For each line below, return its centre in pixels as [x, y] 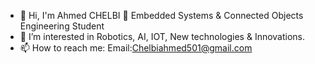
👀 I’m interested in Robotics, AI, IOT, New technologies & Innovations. [162, 36]
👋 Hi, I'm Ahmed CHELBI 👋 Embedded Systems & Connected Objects [161, 15]
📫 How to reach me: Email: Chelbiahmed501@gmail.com [136, 48]
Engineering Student [62, 26]
